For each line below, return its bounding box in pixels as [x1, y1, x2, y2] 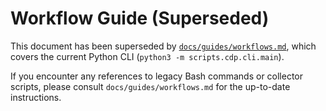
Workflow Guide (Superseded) [10, 7, 270, 30]
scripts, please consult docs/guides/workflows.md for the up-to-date [10, 80, 291, 92]
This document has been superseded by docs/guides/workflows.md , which [10, 40, 317, 52]
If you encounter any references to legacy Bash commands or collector [10, 70, 304, 82]
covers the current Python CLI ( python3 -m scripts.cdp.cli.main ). [10, 50, 285, 62]
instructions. [10, 91, 62, 103]
